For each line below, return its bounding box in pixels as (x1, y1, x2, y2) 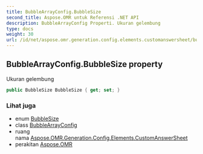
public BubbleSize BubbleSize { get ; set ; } (6, 87, 120, 93)
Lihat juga (6, 101, 36, 109)
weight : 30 (6, 31, 34, 37)
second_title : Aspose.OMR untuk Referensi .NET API (6, 14, 139, 21)
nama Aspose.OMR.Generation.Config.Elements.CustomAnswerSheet (14, 134, 188, 141)
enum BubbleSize (14, 115, 59, 122)
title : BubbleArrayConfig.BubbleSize (6, 8, 101, 15)
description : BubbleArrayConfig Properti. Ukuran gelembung (6, 20, 161, 26)
